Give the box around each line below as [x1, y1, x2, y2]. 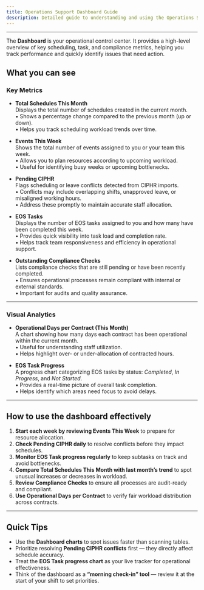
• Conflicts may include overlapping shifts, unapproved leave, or [15, 188, 177, 196]
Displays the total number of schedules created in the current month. [15, 106, 188, 113]
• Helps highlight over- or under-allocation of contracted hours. [15, 350, 174, 357]
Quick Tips [6, 522, 49, 532]
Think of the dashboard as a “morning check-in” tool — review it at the [15, 570, 195, 578]
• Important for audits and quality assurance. [15, 290, 127, 297]
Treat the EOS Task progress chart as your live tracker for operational [15, 558, 191, 565]
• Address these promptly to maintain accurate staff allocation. [15, 201, 173, 208]
